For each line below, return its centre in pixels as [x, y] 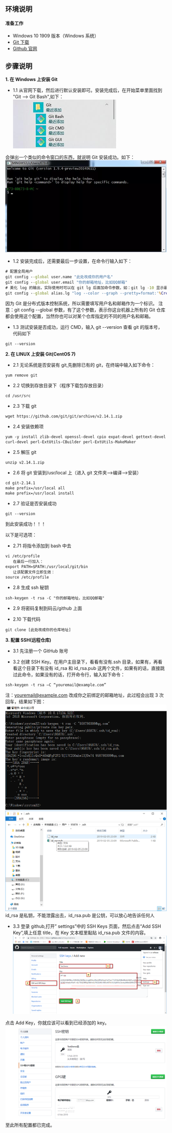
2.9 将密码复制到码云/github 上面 [47, 608]
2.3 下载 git [25, 406]
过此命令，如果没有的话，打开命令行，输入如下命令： [69, 675]
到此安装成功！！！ [26, 524]
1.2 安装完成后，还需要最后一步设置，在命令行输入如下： [72, 261]
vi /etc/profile [23, 556]
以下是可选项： [21, 535]
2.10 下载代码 [27, 619]
